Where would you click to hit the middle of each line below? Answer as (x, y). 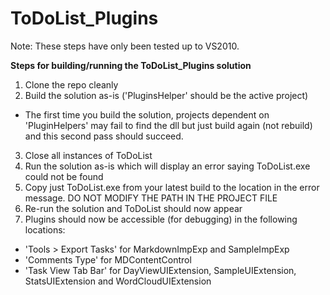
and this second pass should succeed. (104, 136)
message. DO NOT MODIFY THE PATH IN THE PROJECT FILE (151, 198)
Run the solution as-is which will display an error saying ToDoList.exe (167, 166)
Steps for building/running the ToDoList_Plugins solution (131, 65)
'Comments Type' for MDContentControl (108, 259)
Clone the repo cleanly (71, 84)
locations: (45, 229)
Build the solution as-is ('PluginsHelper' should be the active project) (166, 95)
